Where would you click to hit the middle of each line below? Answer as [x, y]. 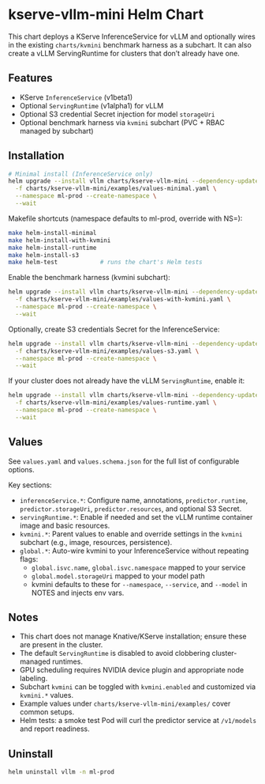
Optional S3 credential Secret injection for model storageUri [117, 114]
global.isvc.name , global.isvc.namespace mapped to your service [138, 567]
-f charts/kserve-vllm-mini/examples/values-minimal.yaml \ [116, 189]
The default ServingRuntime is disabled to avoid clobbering [115, 653]
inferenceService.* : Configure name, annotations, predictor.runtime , [134, 500]
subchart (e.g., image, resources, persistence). [96, 542]
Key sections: [30, 485]
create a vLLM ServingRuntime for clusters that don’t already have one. [124, 53]
